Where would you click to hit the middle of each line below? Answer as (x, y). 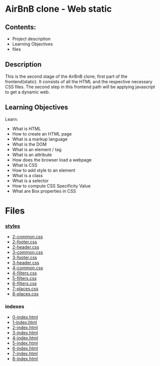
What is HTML (26, 129)
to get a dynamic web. (28, 92)
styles (13, 226)
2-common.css (27, 237)
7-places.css (25, 289)
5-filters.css (24, 278)
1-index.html (25, 322)
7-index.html (25, 354)
